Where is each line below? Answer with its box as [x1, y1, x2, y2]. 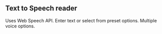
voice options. [5, 23, 35, 29]
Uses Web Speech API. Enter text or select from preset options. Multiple [5, 17, 157, 23]
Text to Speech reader [5, 4, 78, 13]
